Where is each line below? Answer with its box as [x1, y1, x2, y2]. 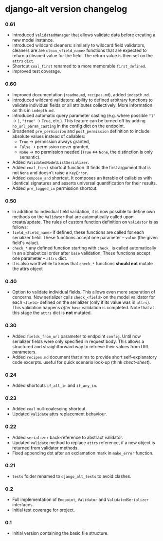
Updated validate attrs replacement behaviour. [12, 411, 107, 417]
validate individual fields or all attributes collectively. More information [12, 102, 152, 108]
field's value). [12, 240, 40, 246]
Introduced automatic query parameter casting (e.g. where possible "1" [12, 113, 156, 118]
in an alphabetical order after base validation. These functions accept [12, 250, 151, 256]
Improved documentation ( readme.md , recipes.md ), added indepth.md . [12, 91, 150, 97]
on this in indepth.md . [12, 107, 55, 113]
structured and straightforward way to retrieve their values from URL [12, 343, 149, 349]
